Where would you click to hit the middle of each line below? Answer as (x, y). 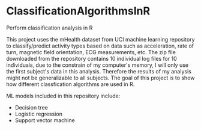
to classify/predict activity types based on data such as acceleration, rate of (100, 46)
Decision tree (31, 107)
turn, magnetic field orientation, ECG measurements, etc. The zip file (91, 52)
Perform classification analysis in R (49, 28)
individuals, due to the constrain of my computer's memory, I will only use (97, 65)
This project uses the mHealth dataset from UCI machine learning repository (100, 39)
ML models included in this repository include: (63, 96)
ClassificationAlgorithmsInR (78, 11)
